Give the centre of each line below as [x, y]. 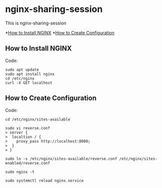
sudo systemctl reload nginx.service [44, 180]
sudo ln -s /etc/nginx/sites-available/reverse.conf [61, 158]
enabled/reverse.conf [28, 163]
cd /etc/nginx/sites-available [38, 119]
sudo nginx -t [20, 172]
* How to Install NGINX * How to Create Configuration [60, 32]
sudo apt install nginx [30, 74]
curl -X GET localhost [29, 83]
